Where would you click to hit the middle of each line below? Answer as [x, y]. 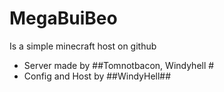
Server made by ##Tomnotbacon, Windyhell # [119, 65]
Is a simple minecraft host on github [83, 46]
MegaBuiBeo [63, 18]
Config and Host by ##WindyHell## [97, 76]
